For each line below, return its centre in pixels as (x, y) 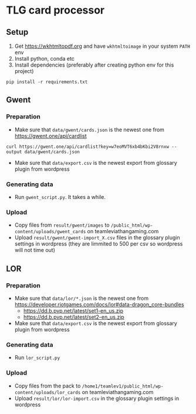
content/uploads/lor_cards (48, 392)
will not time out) (35, 250)
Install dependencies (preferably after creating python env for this (94, 65)
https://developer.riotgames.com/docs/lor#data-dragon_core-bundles (99, 304)
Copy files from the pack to (48, 386)
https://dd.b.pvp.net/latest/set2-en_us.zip (74, 317)
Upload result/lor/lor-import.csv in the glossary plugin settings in (97, 398)
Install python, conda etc (44, 59)
